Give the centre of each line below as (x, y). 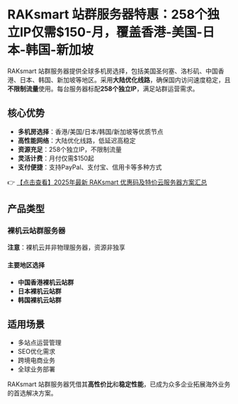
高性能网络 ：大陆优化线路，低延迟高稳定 (76, 140)
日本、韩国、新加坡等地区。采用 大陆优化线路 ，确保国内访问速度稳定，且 (125, 79)
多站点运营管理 (39, 343)
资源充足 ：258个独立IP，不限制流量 (70, 149)
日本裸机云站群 (39, 291)
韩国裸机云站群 (39, 300)
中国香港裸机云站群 (46, 282)
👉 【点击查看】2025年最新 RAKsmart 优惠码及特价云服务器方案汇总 (107, 182)
